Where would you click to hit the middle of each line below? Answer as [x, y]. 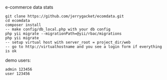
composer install [23, 25]
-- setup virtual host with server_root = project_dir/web [68, 42]
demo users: [18, 60]
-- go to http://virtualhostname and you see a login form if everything [84, 47]
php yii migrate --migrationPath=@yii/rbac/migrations [63, 34]
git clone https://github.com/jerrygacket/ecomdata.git [64, 16]
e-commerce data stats [29, 7]
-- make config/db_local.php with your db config [58, 29]
